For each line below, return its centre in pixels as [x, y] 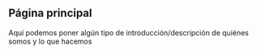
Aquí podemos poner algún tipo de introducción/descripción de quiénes [129, 32]
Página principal [50, 13]
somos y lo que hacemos [50, 41]
